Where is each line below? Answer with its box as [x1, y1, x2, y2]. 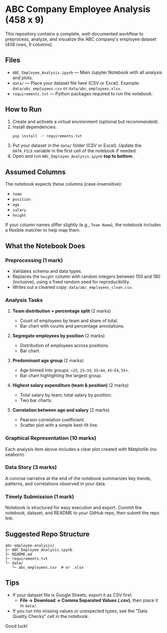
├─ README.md [5, 552, 32, 557]
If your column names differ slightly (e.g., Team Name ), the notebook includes [5, 222, 161, 228]
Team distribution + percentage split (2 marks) [12, 308, 111, 314]
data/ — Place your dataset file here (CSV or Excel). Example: [12, 80, 140, 86]
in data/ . [19, 602, 38, 608]
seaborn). [5, 451, 25, 457]
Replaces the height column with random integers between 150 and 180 [12, 273, 161, 279]
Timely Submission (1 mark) [5, 493, 74, 500]
